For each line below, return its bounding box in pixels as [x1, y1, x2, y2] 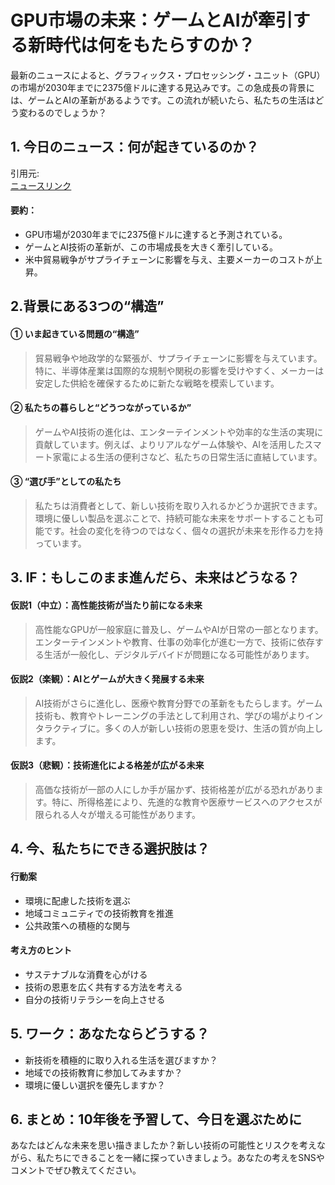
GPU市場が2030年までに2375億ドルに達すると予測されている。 [24, 228, 288, 240]
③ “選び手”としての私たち [10, 476, 122, 488]
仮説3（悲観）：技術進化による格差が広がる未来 [10, 759, 205, 771]
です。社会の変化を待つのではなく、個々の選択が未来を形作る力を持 [43, 524, 324, 536]
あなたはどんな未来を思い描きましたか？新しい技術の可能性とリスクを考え [10, 1139, 317, 1151]
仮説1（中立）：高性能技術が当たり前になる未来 [10, 599, 203, 611]
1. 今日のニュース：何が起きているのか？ [10, 139, 260, 156]
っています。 [34, 537, 87, 549]
